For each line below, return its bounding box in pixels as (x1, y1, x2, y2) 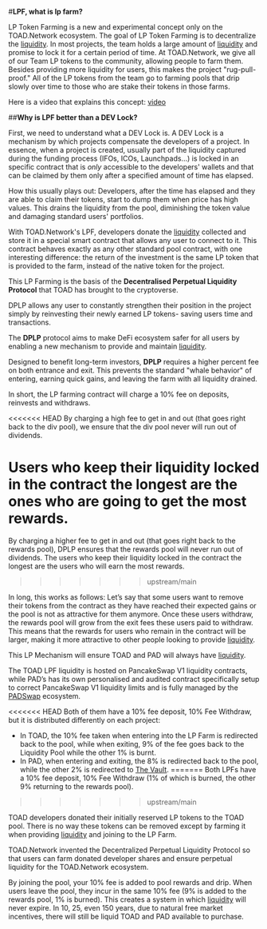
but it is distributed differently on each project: (8, 715, 161, 724)
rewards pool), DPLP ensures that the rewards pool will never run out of (8, 544, 243, 554)
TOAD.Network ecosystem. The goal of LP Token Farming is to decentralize (8, 31, 257, 40)
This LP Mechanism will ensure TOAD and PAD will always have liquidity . (8, 650, 246, 660)
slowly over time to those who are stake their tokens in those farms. (8, 82, 230, 91)
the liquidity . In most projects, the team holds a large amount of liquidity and (8, 39, 257, 49)
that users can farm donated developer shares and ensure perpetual (8, 853, 233, 863)
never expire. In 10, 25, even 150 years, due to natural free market (8, 903, 223, 912)
